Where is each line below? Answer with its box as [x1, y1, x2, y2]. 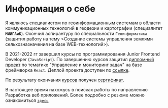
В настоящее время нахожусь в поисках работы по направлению [5, 86, 148, 92]
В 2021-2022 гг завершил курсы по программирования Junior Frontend [5, 51, 160, 57]
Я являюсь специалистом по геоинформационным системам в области [5, 20, 161, 26]
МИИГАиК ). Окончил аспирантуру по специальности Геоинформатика [5, 30, 148, 36]
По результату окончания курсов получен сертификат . [5, 77, 124, 83]
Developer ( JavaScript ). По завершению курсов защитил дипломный [5, 56, 154, 62]
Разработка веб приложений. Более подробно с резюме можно [5, 92, 145, 98]
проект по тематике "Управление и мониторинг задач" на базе [5, 62, 142, 68]
